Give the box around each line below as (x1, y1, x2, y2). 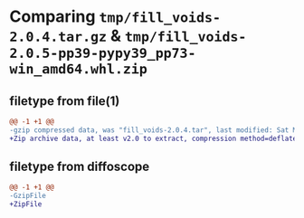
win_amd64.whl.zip (9, 61, 147, 78)
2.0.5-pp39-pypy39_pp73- (9, 45, 196, 62)
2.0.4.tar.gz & (9, 25, 122, 46)
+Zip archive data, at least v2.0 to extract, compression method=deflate (9, 134, 298, 143)
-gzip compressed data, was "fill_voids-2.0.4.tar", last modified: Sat (9, 125, 290, 135)
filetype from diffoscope (9, 159, 150, 175)
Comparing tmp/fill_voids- (9, 6, 222, 27)
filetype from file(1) (9, 93, 120, 109)
